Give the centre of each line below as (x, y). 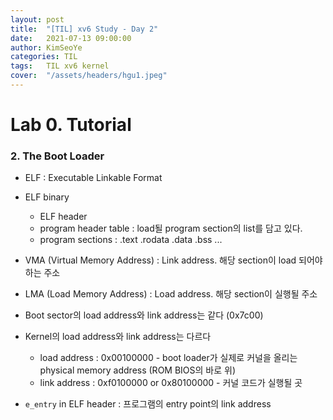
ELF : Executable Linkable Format (93, 178)
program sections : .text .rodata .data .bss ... (131, 240)
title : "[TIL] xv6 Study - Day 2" (84, 29)
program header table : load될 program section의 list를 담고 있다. (171, 228)
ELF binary (47, 197)
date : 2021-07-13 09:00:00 (71, 38)
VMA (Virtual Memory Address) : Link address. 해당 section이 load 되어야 (173, 260)
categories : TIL (44, 57)
